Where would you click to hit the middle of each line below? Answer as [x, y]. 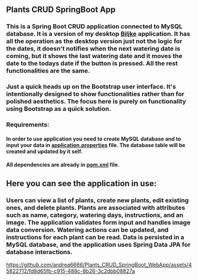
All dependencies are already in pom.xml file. [63, 165]
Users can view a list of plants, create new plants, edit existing [98, 200]
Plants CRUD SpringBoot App [61, 10]
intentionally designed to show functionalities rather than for [95, 94]
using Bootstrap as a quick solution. [59, 109]
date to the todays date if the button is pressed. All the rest [92, 63]
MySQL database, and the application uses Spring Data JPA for [98, 245]
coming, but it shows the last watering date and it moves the [94, 56]
